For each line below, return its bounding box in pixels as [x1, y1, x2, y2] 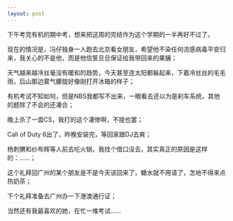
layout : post [7, 10, 45, 17]
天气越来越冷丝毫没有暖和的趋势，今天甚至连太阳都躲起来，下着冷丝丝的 [7, 68, 214, 76]
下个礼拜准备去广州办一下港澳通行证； [7, 192, 116, 200]
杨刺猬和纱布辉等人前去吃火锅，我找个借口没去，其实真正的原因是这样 [7, 145, 208, 153]
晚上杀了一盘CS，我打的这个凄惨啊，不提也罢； [7, 115, 144, 124]
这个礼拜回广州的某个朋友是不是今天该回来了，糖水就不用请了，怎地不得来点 [7, 168, 226, 177]
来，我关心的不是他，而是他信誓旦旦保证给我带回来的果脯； [7, 54, 178, 62]
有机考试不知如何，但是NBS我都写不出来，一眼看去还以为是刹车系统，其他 [7, 92, 221, 100]
